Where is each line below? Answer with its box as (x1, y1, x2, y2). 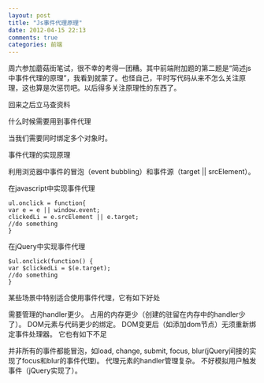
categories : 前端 (8, 41, 63, 49)
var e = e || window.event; (8, 206, 101, 214)
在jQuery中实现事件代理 (8, 242, 85, 251)
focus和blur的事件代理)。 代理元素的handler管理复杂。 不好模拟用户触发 (21, 356, 257, 366)
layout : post (8, 11, 51, 20)
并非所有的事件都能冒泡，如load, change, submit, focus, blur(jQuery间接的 (8, 346, 250, 355)
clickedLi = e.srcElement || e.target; (8, 214, 139, 221)
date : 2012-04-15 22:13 (8, 26, 87, 34)
